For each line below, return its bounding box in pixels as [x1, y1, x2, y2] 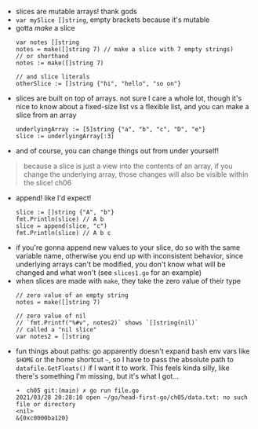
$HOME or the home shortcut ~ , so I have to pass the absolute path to [15, 355, 234, 364]
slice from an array [15, 110, 77, 119]
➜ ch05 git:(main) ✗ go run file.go [15, 387, 140, 394]
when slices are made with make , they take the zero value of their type [15, 277, 242, 285]
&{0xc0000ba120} [15, 414, 69, 422]
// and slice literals [15, 73, 90, 81]
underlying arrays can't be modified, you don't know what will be [15, 259, 226, 269]
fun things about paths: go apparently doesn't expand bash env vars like [15, 346, 250, 356]
